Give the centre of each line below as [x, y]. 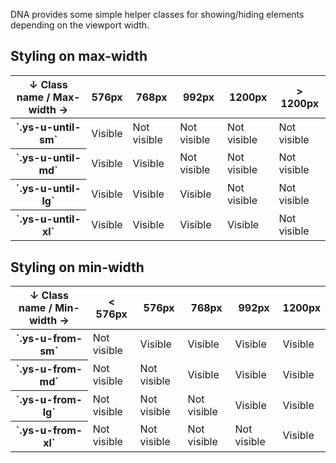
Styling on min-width [77, 267]
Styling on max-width [79, 56]
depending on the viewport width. [80, 25]
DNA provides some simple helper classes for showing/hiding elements [157, 14]
